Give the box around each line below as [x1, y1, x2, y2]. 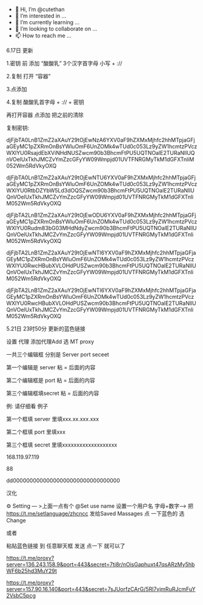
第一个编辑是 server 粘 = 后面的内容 [6, 364, 96, 371]
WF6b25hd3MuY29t [6, 567, 58, 574]
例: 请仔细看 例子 [6, 403, 48, 409]
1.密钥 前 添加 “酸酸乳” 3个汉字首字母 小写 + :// [6, 60, 122, 67]
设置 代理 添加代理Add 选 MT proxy [6, 338, 95, 345]
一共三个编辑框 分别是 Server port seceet [6, 351, 109, 358]
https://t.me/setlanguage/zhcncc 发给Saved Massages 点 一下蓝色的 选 [6, 510, 185, 517]
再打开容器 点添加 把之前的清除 [6, 111, 84, 118]
